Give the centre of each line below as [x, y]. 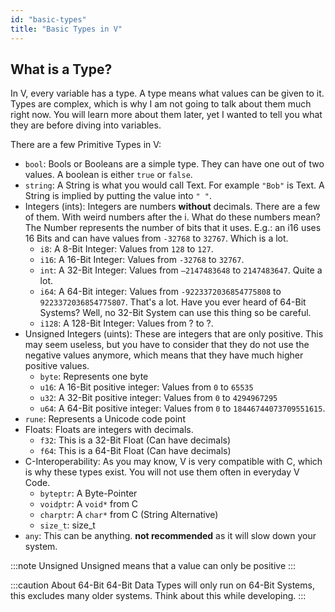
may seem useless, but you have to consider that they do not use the [167, 345]
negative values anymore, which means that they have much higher [164, 355]
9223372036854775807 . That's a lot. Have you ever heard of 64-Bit [173, 302]
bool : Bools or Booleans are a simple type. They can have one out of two [174, 164]
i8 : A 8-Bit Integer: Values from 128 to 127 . [126, 249]
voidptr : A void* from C [89, 504]
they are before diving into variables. [86, 125]
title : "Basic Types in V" [66, 29]
